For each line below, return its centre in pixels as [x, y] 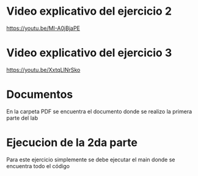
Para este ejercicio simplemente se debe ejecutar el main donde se [91, 159]
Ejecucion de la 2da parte [72, 142]
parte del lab [22, 118]
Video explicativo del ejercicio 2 [89, 11]
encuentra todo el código [38, 166]
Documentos [40, 94]
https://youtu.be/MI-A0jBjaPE [43, 28]
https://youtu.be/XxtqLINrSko [43, 70]
